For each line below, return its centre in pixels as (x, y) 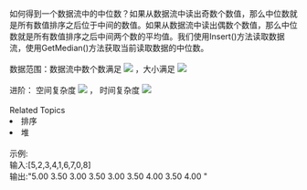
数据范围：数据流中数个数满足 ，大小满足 (92, 69)
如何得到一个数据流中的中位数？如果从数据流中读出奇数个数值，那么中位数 (149, 14)
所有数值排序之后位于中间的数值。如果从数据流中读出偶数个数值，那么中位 (157, 25)
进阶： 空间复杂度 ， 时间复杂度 (74, 90)
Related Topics (37, 110)
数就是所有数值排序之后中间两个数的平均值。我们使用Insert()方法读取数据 (147, 37)
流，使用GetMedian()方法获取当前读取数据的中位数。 (109, 48)
